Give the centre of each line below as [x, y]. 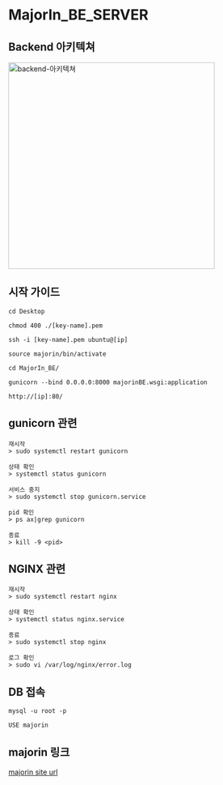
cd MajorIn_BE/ [34, 368]
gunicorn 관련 [43, 423]
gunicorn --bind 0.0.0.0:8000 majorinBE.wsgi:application [108, 382]
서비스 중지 [24, 489]
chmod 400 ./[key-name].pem [56, 326]
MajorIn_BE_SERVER [78, 15]
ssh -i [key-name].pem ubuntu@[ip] [68, 339]
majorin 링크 [39, 752]
